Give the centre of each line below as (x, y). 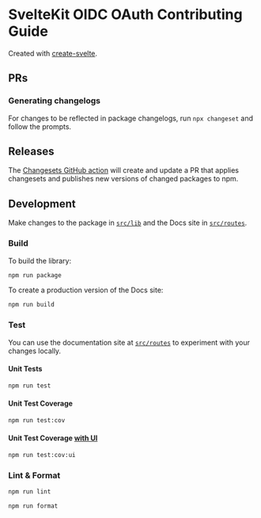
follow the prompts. (40, 126)
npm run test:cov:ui (42, 455)
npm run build (32, 305)
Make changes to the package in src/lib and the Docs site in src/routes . (128, 223)
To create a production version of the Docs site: (86, 290)
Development (42, 204)
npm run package (35, 275)
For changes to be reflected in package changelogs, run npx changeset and (131, 118)
